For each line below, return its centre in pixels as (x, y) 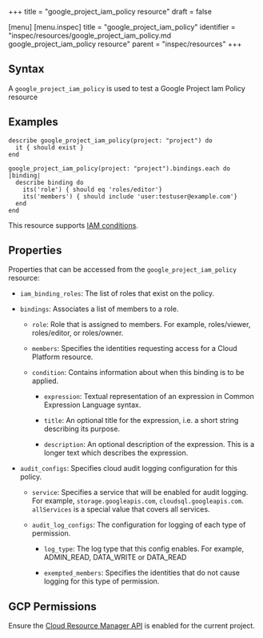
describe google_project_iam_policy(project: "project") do (111, 140)
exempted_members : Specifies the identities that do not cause (142, 573)
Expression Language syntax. (92, 405)
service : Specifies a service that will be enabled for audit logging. (140, 492)
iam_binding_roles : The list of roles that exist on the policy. (117, 293)
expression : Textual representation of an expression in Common (149, 397)
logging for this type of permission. (102, 581)
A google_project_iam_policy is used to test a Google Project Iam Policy (127, 88)
